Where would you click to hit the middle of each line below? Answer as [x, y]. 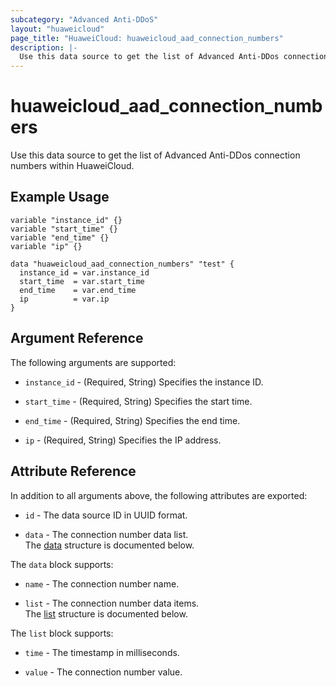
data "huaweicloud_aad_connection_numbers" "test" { [122, 264]
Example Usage [60, 197]
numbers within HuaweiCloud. [72, 166]
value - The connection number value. [103, 672]
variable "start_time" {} [64, 229]
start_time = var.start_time [82, 281]
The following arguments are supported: [93, 362]
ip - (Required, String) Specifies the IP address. [123, 440]
